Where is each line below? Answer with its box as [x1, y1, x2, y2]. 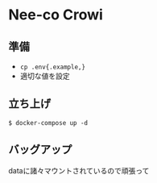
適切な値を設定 [19, 71, 70, 81]
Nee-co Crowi [8, 6, 103, 24]
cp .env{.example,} [19, 63, 86, 71]
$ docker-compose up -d [8, 119, 89, 127]
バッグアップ [8, 143, 72, 156]
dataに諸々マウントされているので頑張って [8, 165, 150, 175]
